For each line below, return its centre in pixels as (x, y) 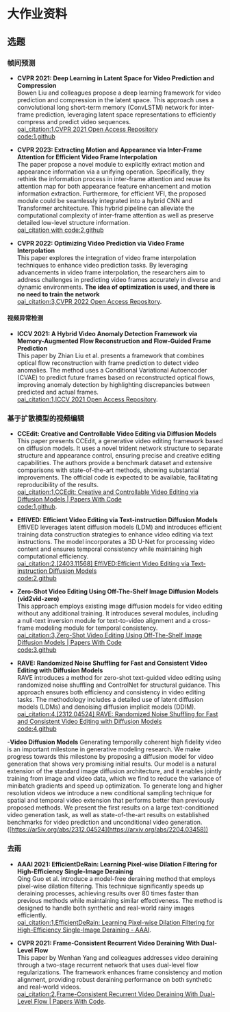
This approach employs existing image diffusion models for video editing (119, 606)
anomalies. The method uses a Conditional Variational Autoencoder (112, 370)
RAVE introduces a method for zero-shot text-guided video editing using (119, 678)
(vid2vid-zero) (38, 599)
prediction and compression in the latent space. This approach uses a (115, 99)
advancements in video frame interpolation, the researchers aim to (111, 272)
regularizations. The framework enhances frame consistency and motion (119, 972)
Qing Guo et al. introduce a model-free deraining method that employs (116, 878)
